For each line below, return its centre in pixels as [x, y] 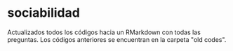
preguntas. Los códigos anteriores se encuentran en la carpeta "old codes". [117, 39]
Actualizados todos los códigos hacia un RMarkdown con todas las [104, 32]
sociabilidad [44, 13]
